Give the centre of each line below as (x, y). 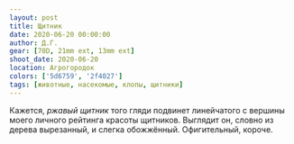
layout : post (34, 18)
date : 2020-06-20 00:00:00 (60, 34)
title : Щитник (36, 26)
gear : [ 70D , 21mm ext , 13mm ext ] (72, 51)
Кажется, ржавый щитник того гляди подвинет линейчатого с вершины (147, 110)
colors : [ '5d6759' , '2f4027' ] (66, 76)
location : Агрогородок (52, 68)
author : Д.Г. (34, 43)
